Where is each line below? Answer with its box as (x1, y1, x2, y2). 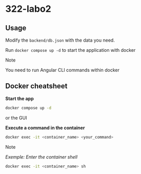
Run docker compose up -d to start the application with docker (5, 47, 136, 53)
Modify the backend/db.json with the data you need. (5, 37, 115, 43)
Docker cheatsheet (5, 82, 68, 90)
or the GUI (5, 114, 27, 121)
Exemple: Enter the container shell (5, 153, 78, 160)
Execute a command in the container (5, 124, 85, 131)
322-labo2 (5, 3, 51, 15)
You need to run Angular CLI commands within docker (5, 67, 119, 73)
